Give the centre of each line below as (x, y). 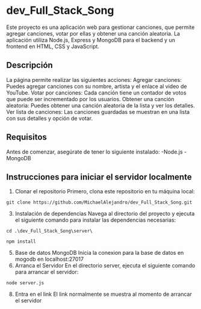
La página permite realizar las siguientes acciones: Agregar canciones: (94, 80)
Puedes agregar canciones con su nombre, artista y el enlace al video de (97, 86)
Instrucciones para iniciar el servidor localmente (99, 177)
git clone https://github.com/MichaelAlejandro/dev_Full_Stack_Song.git (99, 202)
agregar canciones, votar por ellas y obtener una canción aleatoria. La (93, 33)
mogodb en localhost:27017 (49, 259)
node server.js (25, 283)
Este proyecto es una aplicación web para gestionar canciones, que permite (100, 27)
